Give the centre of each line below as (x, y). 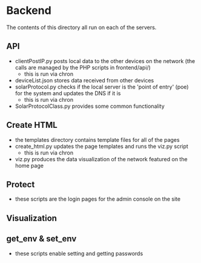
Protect (21, 185)
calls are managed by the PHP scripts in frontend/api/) (83, 67)
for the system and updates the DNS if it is (68, 93)
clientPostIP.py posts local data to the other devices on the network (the (105, 61)
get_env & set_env (41, 239)
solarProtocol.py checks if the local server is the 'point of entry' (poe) (102, 87)
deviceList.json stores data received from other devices (84, 80)
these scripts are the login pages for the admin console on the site (97, 199)
